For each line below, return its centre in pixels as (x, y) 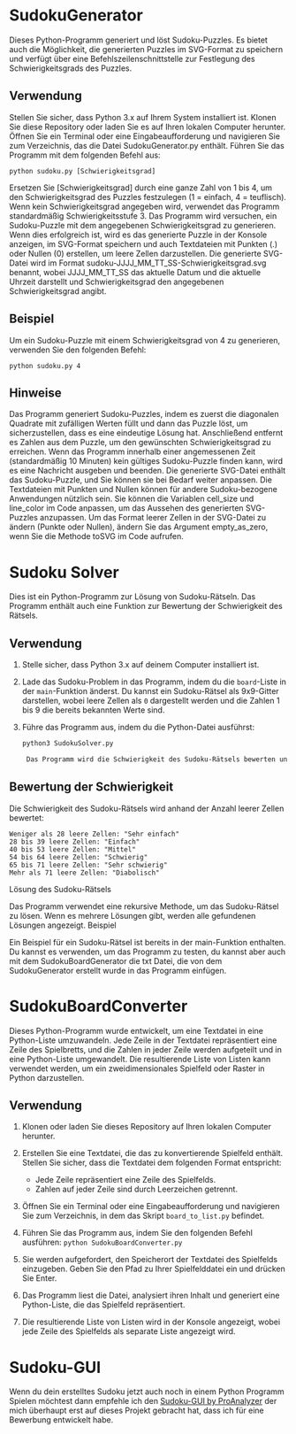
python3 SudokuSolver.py (68, 744)
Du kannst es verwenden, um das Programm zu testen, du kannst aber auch (148, 952)
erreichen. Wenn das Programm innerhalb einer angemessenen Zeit (133, 451)
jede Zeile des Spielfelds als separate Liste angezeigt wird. (129, 1331)
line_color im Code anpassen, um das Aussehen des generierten (127, 508)
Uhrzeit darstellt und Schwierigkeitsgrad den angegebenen (117, 281)
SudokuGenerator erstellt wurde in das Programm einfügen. (118, 970)
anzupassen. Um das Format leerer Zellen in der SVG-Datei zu (153, 518)
